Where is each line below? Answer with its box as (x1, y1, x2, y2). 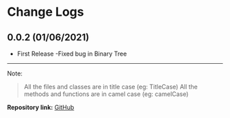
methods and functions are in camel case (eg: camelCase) (23, 90, 189, 98)
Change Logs (7, 4, 84, 20)
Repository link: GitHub (7, 104, 75, 111)
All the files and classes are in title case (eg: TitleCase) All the (23, 83, 199, 91)
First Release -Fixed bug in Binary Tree (16, 49, 127, 58)
